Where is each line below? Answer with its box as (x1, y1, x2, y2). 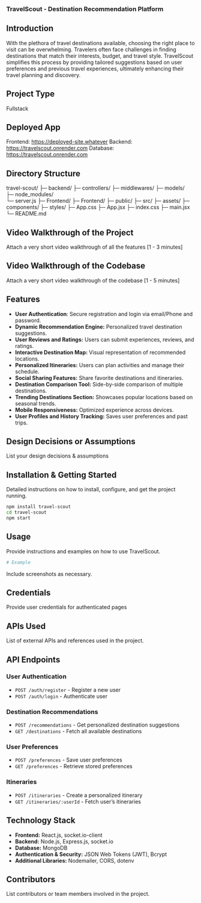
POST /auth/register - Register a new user (14, 686, 121, 694)
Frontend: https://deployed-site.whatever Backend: (6, 138, 133, 146)
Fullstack (6, 105, 29, 112)
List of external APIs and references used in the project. (6, 637, 144, 644)
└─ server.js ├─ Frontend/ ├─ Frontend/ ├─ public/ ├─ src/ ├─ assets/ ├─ (6, 197, 190, 205)
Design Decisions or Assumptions (6, 436, 136, 447)
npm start (6, 515, 31, 521)
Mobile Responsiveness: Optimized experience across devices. (14, 406, 174, 414)
